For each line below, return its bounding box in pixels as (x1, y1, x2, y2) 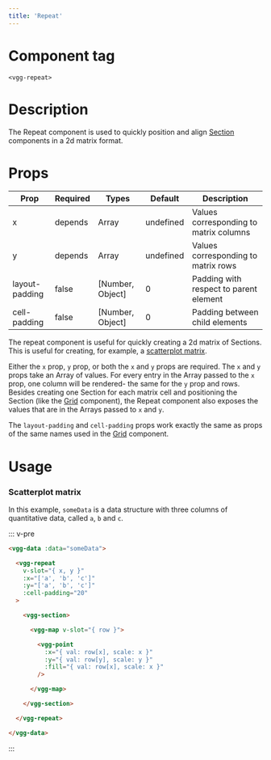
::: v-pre (8, 529, 35, 538)
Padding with (192, 273, 242, 285)
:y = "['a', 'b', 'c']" (23, 581, 95, 590)
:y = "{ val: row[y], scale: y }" (44, 656, 153, 664)
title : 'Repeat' (8, 11, 63, 20)
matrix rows (192, 260, 237, 272)
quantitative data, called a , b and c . (8, 513, 123, 522)
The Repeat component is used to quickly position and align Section (8, 127, 235, 137)
